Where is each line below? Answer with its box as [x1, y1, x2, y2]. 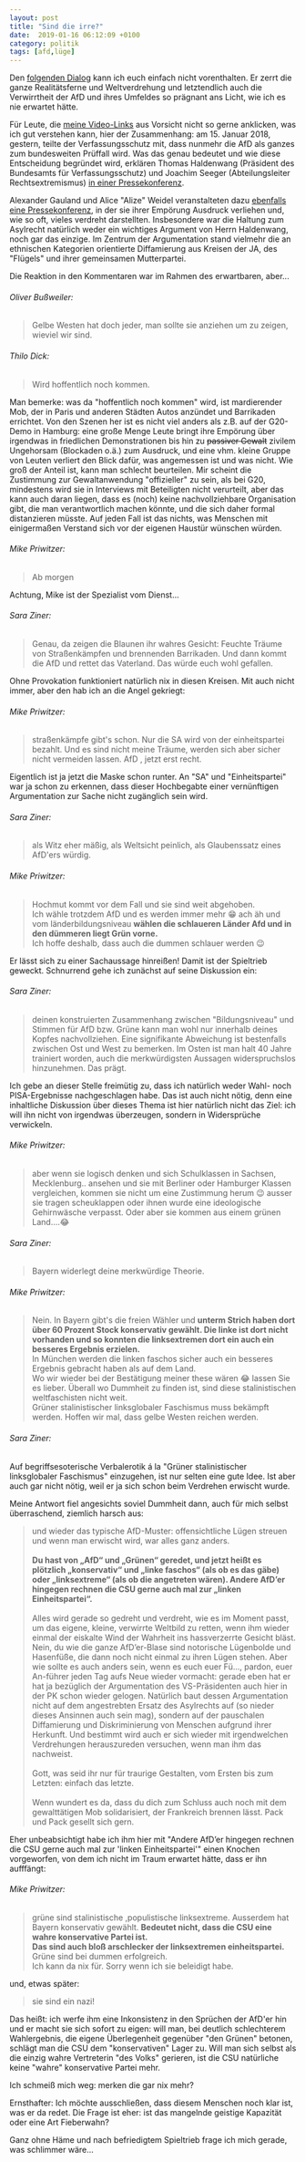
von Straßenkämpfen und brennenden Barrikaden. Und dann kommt [31, 648, 287, 659]
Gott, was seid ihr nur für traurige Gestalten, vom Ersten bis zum [31, 1767, 274, 1779]
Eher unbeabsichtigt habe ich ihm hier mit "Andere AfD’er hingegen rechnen [9, 1834, 294, 1845]
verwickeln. [9, 1118, 53, 1129]
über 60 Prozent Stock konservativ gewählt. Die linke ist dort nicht [31, 1325, 289, 1336]
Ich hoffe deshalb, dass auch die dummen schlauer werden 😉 [31, 937, 265, 949]
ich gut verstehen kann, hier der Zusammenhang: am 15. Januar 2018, [9, 129, 271, 140]
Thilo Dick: [9, 350, 50, 361]
